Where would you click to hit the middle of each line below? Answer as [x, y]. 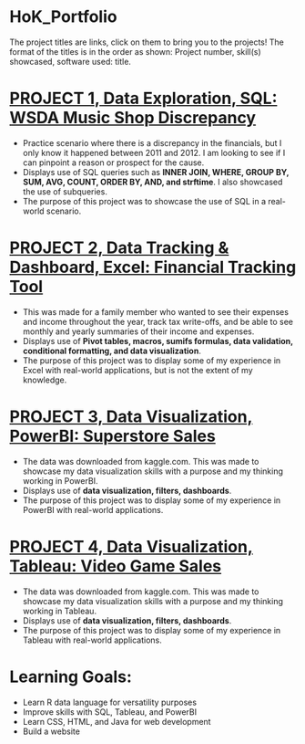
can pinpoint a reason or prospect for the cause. [113, 162]
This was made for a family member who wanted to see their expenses [156, 311]
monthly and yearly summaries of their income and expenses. [138, 331]
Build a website [51, 731]
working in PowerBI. [60, 480]
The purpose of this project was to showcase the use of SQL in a [144, 201]
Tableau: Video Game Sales [116, 566]
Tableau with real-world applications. [92, 640]
